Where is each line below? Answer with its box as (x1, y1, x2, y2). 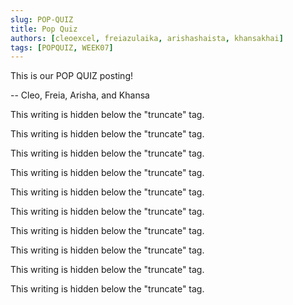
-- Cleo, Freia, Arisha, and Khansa (10, 89, 150, 101)
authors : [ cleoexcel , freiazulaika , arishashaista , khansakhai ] (10, 33, 284, 43)
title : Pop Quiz (10, 24, 78, 34)
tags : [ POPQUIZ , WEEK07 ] (10, 42, 114, 53)
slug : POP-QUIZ (10, 14, 74, 25)
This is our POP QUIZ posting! (10, 70, 133, 82)
